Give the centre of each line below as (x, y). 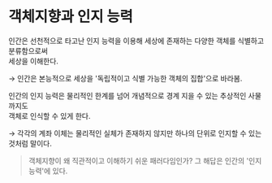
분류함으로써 (28, 50)
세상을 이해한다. (34, 61)
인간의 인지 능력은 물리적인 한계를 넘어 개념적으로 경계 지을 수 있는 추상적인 (127, 95)
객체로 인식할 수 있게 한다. (50, 115)
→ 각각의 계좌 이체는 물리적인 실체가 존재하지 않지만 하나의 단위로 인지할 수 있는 (135, 133)
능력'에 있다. (48, 171)
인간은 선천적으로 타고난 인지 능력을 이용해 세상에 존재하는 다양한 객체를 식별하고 (136, 41)
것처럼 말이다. (30, 143)
